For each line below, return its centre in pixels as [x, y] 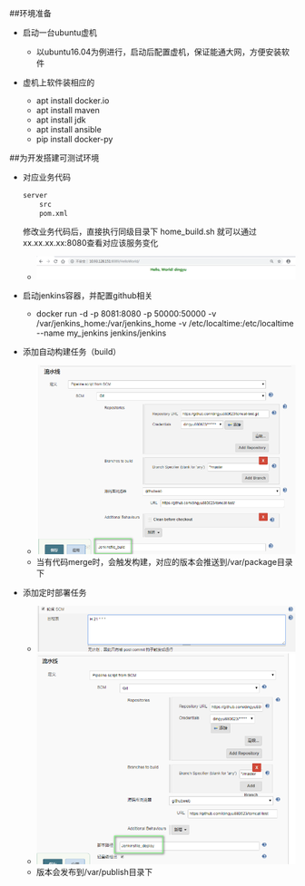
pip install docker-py [74, 139]
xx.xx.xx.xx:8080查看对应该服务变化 [90, 243]
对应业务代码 [46, 177]
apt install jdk [61, 120]
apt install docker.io [73, 101]
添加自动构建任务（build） [72, 351]
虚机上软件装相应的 [59, 83]
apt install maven [68, 110]
